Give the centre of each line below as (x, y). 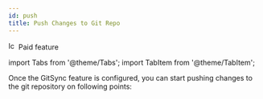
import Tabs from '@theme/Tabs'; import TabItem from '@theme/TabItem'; (132, 62)
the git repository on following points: (70, 86)
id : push (23, 16)
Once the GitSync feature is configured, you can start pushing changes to (131, 77)
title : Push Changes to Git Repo (64, 23)
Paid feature (38, 47)
